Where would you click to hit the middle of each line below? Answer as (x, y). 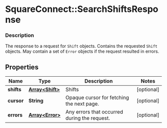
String (36, 101)
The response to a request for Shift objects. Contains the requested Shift (81, 46)
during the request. (88, 118)
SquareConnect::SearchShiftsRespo (82, 9)
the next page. (82, 104)
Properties (22, 67)
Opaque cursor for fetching (97, 98)
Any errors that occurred (94, 112)
